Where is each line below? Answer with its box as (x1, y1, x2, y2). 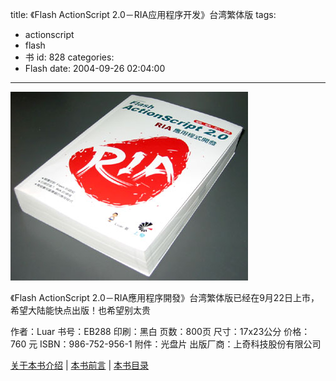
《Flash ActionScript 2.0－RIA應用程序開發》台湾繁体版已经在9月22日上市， (10, 292, 320, 303)
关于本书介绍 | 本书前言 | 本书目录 (10, 359, 150, 371)
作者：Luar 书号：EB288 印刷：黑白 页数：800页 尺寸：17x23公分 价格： (10, 326, 311, 337)
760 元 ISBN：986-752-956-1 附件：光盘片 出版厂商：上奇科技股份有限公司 (10, 338, 322, 350)
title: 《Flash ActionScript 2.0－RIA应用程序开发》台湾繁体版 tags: (10, 9, 277, 20)
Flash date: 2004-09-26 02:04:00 (24, 63, 166, 74)
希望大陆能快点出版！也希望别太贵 (10, 304, 151, 316)
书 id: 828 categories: (24, 51, 115, 63)
